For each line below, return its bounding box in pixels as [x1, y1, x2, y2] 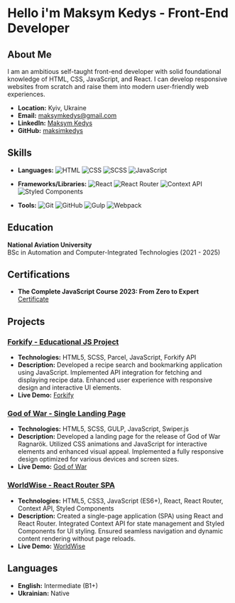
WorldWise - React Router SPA [7, 480, 116, 490]
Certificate [17, 295, 49, 304]
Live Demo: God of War [17, 462, 87, 471]
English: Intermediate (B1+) [17, 581, 98, 589]
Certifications [7, 269, 70, 281]
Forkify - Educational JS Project [7, 336, 119, 346]
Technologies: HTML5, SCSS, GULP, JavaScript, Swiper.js [17, 425, 190, 433]
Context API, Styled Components [17, 503, 114, 513]
